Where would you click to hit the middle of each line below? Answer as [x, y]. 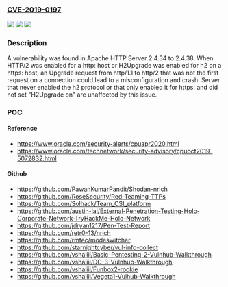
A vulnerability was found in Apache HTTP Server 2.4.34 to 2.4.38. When [110, 58]
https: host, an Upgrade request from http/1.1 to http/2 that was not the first [113, 73]
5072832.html [37, 158]
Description [27, 43]
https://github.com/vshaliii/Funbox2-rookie [77, 269]
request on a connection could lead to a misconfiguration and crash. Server [114, 79]
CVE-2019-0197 [34, 10]
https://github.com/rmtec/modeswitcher [74, 240]
